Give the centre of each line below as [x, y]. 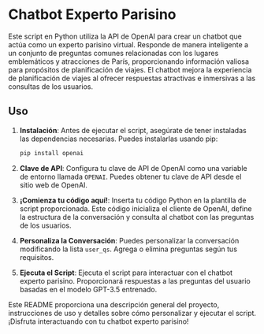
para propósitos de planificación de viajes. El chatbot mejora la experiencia [130, 69]
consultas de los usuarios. [50, 86]
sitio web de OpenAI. [54, 185]
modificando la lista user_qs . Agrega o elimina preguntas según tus [128, 249]
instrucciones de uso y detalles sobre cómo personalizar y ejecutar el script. [132, 313]
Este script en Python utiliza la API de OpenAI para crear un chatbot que [125, 36]
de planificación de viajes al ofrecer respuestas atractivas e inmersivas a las [132, 78]
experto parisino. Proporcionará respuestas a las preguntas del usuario [135, 280]
